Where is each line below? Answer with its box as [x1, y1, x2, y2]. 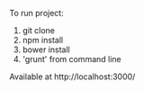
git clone [22, 25, 56, 35]
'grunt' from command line [22, 54, 121, 64]
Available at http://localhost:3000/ [9, 71, 136, 82]
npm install [22, 35, 64, 45]
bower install [22, 44, 70, 55]
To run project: [9, 8, 65, 18]
